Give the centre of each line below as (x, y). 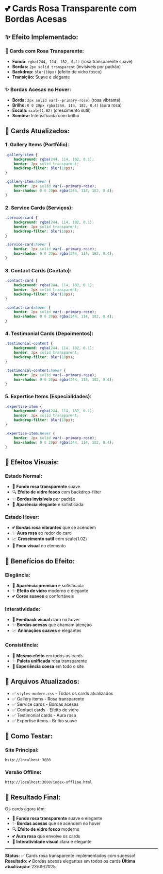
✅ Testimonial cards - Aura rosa (44, 715)
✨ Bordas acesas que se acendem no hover (56, 823)
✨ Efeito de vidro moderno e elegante (50, 591)
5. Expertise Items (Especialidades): (49, 397)
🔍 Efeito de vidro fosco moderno (46, 829)
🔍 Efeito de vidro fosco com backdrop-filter (57, 492)
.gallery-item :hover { (28, 182)
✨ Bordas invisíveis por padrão (44, 499)
